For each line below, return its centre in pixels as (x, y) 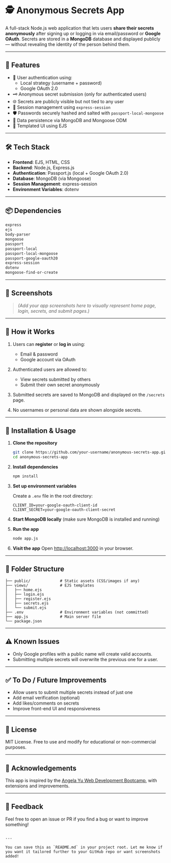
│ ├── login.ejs (25, 594)
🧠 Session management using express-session (62, 107)
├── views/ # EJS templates (50, 585)
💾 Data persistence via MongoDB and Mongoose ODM (70, 120)
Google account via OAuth (48, 359)
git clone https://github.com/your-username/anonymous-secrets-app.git (90, 452)
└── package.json (24, 621)
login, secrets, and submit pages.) (54, 311)
